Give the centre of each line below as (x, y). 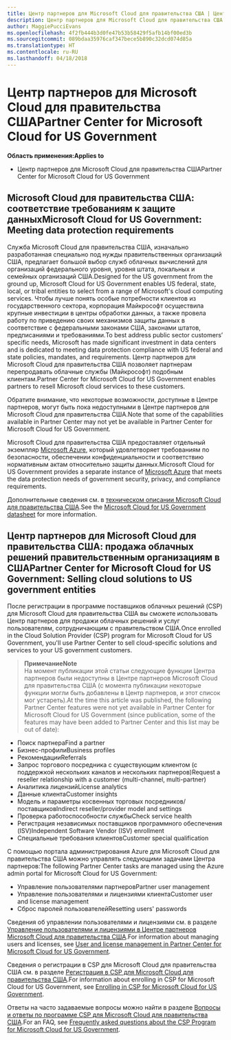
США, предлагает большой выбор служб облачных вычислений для (107, 261)
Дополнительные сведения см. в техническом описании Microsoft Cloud (114, 499)
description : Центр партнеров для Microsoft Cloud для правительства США (115, 20)
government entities (52, 589)
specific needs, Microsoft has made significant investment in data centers (112, 342)
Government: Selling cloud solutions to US (100, 579)
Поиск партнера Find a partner (61, 743)
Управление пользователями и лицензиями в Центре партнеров (102, 930)
